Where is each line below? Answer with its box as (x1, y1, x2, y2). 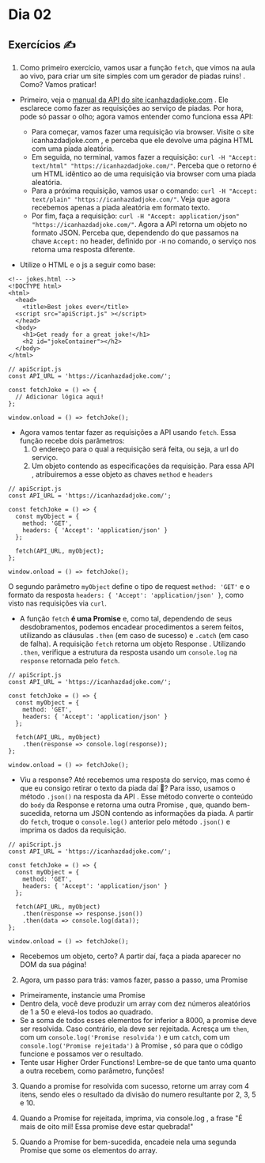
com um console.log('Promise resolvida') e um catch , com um (19, 1033, 230, 1041)
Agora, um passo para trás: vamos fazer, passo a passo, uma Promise (19, 975, 248, 984)
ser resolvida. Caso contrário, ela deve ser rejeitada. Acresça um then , (19, 1024, 249, 1033)
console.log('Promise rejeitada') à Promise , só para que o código (19, 1041, 244, 1050)
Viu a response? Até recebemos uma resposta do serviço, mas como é (19, 775, 251, 784)
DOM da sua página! (19, 960, 87, 969)
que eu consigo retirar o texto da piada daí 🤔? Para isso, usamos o (19, 784, 236, 792)
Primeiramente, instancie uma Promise (19, 991, 146, 999)
